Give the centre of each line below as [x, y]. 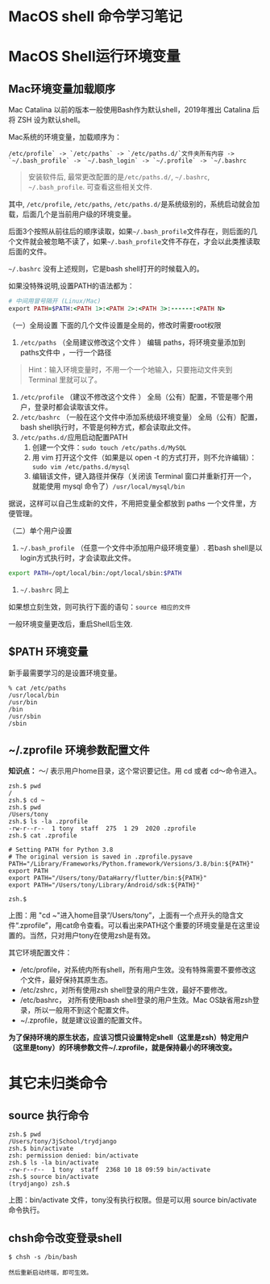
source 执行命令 [49, 1116]
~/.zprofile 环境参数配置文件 [79, 751]
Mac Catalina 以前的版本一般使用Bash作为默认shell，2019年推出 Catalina [130, 110]
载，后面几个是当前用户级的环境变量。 [72, 214]
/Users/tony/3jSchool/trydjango [62, 1142]
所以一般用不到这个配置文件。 [84, 1010]
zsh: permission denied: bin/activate [73, 1156]
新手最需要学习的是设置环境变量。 [65, 673]
